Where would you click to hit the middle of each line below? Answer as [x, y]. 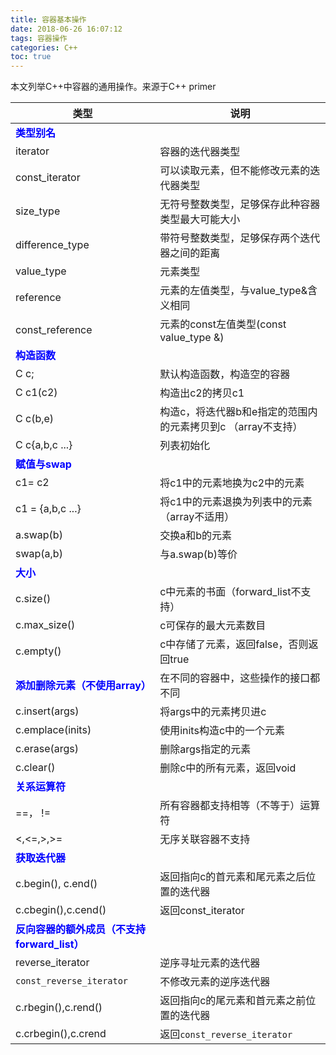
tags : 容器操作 [39, 38]
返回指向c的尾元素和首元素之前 [233, 1001]
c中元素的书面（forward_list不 [230, 592]
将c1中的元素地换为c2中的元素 [232, 483]
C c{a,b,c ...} [44, 445]
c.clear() [35, 768]
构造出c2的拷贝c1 [202, 393]
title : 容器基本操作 [48, 19]
